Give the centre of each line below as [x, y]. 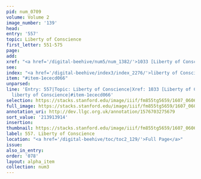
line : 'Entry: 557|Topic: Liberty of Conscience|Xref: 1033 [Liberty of [99, 89]
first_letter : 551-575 [34, 45]
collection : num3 [28, 167]
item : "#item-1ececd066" [37, 78]
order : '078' [22, 156]
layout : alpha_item [31, 162]
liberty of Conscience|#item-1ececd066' [63, 95]
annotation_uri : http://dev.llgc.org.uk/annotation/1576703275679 [91, 112]
